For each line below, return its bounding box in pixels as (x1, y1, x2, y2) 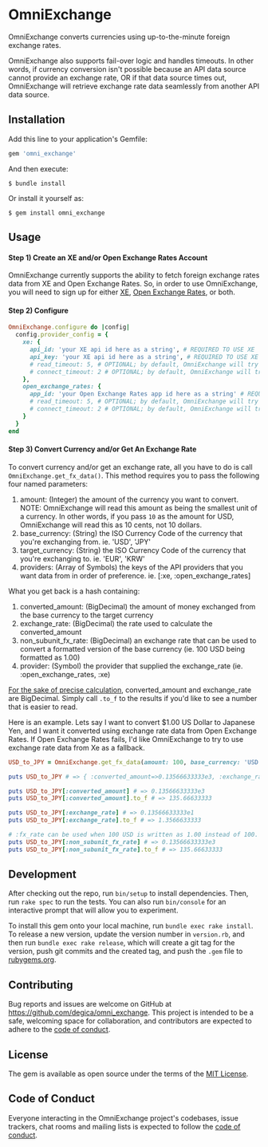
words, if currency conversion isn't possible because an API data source (8, 64, 246, 73)
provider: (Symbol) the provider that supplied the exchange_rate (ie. (19, 660, 243, 671)
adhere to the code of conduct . (8, 1025, 111, 1035)
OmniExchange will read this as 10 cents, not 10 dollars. (19, 520, 202, 530)
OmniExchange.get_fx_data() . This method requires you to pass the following (8, 471, 260, 480)
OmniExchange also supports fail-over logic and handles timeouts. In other (8, 56, 254, 65)
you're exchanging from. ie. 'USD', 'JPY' (19, 537, 152, 546)
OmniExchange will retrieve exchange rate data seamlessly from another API (8, 81, 260, 91)
